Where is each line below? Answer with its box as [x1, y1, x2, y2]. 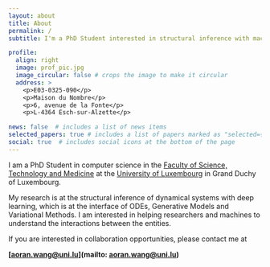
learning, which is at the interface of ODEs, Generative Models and [8, 201, 229, 211]
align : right [15, 56, 59, 64]
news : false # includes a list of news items [8, 123, 167, 131]
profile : [8, 49, 38, 57]
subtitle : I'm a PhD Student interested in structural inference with [8, 34, 250, 43]
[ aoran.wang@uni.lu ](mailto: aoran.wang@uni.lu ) [8, 249, 179, 259]
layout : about [8, 11, 56, 20]
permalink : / [8, 27, 52, 35]
